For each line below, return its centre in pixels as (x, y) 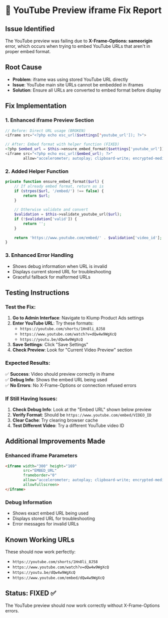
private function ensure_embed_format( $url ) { (54, 182)
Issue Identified (30, 29)
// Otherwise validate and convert (51, 210)
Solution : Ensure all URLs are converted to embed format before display (87, 90)
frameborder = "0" (40, 475)
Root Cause (24, 67)
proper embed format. (28, 51)
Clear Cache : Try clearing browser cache (55, 420)
